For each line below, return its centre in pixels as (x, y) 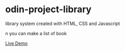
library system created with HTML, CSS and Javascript (63, 23)
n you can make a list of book (36, 33)
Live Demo (17, 43)
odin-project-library (48, 9)
